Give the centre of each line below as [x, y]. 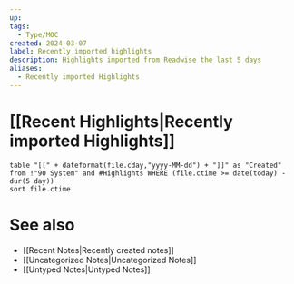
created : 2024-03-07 [49, 43]
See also [42, 225]
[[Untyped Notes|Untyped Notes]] [87, 269]
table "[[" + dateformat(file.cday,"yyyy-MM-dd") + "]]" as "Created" [146, 165]
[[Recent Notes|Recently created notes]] [98, 250]
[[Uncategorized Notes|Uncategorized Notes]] [109, 260]
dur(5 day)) [32, 181]
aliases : [26, 69]
